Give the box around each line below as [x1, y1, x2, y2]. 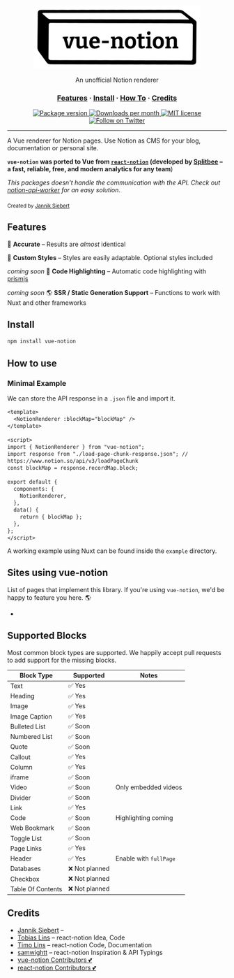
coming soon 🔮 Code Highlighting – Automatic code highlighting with [7, 267, 207, 275]
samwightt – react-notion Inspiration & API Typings [17, 948, 163, 956]
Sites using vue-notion [7, 567, 109, 579]
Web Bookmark [10, 824, 54, 833]
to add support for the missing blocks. [7, 656, 117, 664]
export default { [7, 478, 58, 485]
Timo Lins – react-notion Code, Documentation [17, 940, 152, 949]
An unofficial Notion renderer [75, 75, 159, 84]
